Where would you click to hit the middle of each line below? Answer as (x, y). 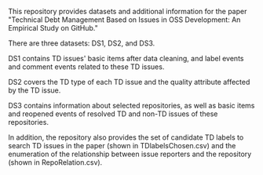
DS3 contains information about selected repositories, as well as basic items (131, 106)
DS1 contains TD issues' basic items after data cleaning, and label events (126, 58)
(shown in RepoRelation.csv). (55, 162)
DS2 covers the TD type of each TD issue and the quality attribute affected (129, 82)
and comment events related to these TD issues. (86, 67)
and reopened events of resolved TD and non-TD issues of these (113, 114)
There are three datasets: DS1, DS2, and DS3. (82, 43)
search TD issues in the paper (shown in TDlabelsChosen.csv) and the (122, 146)
